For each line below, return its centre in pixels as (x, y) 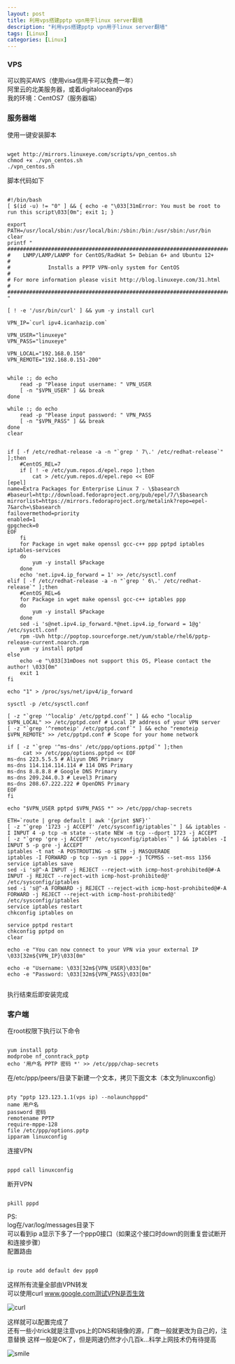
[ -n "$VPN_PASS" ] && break (62, 421)
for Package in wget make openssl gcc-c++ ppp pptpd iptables (112, 544)
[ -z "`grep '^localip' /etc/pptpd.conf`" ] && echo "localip (100, 716)
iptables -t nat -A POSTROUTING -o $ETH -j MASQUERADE (89, 851)
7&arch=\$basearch (34, 507)
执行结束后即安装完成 (38, 994)
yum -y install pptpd (51, 648)
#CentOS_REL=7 (40, 464)
